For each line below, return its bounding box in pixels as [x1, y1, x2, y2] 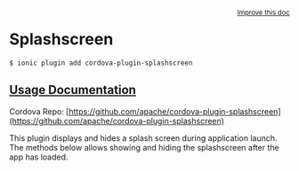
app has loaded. [9, 152, 69, 162]
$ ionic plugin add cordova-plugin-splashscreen [9, 58, 193, 67]
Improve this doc [237, 8, 290, 17]
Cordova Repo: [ [9, 105, 69, 117]
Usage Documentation [9, 82, 136, 97]
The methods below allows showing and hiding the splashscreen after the [9, 142, 279, 152]
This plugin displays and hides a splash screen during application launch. [9, 132, 278, 144]
